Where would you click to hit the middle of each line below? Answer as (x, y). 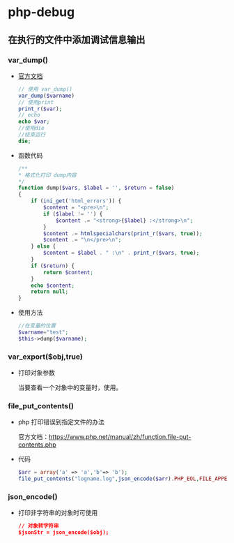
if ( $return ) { (53, 266)
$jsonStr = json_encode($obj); (63, 533)
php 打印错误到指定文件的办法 (61, 422)
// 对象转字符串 (38, 526)
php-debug (41, 12)
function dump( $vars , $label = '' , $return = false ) (96, 188)
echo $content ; (53, 285)
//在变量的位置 (37, 326)
